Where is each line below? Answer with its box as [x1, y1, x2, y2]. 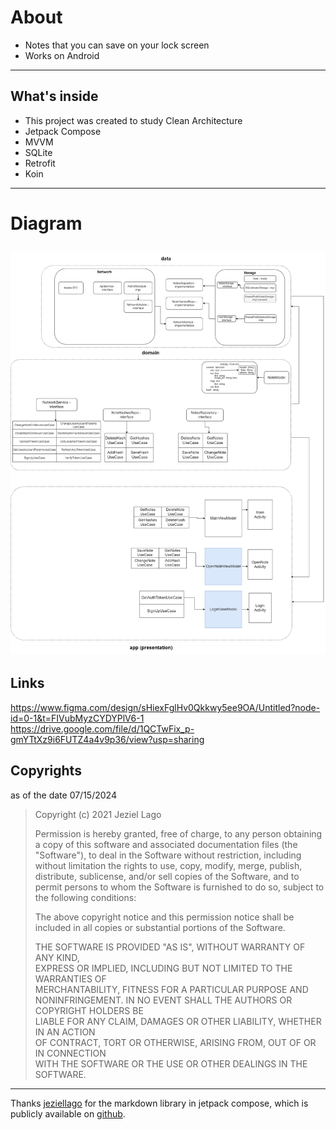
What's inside [10, 88, 99, 105]
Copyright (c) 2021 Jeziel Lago [34, 808, 162, 820]
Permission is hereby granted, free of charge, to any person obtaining [34, 827, 323, 840]
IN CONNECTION [34, 1047, 107, 1059]
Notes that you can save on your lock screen [24, 39, 210, 51]
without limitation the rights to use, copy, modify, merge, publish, [34, 859, 303, 871]
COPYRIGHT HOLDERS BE [34, 1004, 144, 1016]
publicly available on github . [10, 1107, 126, 1120]
